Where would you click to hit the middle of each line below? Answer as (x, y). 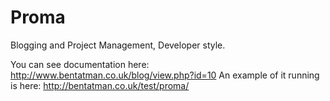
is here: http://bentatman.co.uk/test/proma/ (100, 85)
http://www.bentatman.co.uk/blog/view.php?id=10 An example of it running (165, 75)
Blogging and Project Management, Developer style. (118, 45)
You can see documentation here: (80, 64)
